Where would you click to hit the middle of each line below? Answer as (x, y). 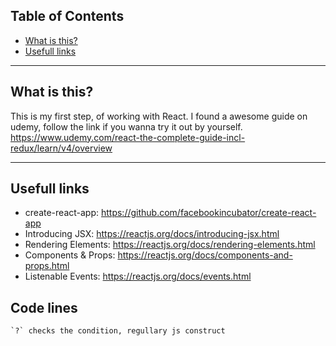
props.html (47, 266)
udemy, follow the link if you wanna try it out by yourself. (126, 126)
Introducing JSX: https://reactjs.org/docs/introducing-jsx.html (152, 234)
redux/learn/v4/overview (61, 148)
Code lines (44, 307)
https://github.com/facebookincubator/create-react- (208, 213)
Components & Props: (70, 255)
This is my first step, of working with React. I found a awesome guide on (159, 116)
